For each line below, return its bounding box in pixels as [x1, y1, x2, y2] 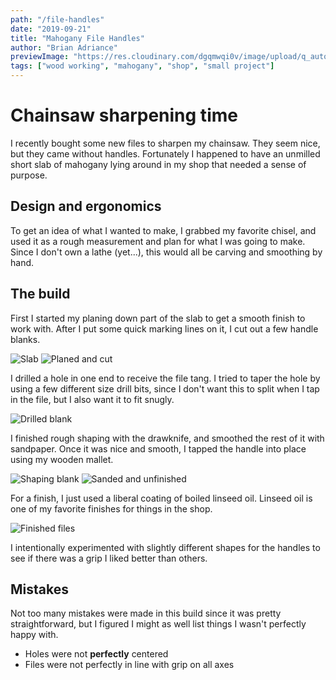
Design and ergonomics [10, 198, 162, 215]
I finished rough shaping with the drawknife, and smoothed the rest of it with [10, 432, 325, 444]
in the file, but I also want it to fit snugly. [10, 393, 175, 405]
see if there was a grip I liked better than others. [10, 552, 208, 564]
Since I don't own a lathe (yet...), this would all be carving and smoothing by [10, 246, 323, 258]
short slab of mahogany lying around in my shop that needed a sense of [10, 158, 307, 170]
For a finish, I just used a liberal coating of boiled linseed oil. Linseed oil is [10, 492, 313, 504]
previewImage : [10, 52, 70, 62]
